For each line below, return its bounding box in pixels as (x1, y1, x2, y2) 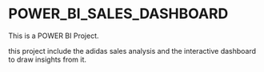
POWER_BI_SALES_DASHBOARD (8, 5, 229, 23)
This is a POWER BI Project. (8, 31, 99, 40)
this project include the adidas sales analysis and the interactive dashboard (8, 46, 257, 55)
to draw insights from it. (8, 55, 86, 64)
